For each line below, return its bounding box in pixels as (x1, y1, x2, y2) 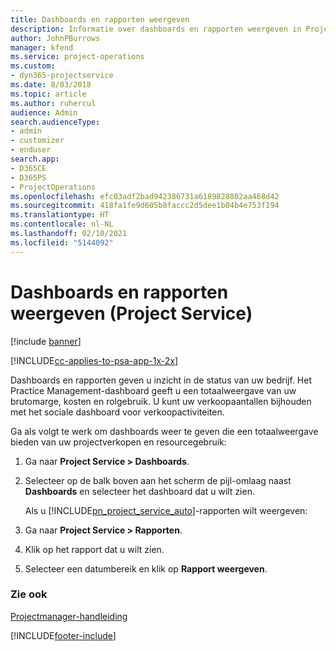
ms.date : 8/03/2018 (10, 80, 92, 90)
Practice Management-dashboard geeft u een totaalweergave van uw (10, 384, 297, 396)
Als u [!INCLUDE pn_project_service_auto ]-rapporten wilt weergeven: (24, 504, 308, 516)
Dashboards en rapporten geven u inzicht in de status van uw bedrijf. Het (10, 374, 313, 386)
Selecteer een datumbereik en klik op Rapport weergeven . (24, 562, 268, 575)
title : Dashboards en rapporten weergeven (10, 14, 190, 25)
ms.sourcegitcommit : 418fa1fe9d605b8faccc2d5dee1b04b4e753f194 (10, 201, 280, 211)
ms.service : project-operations (10, 52, 145, 62)
